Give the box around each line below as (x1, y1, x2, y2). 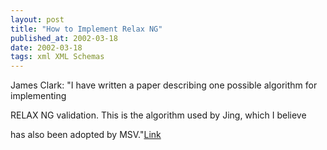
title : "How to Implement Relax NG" (10, 24, 163, 34)
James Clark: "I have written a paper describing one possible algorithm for (10, 79, 318, 91)
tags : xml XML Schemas (10, 52, 105, 62)
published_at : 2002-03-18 (10, 33, 118, 43)
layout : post (10, 14, 65, 25)
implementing (10, 90, 67, 102)
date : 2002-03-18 (10, 42, 83, 53)
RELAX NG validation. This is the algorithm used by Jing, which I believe (10, 109, 307, 121)
